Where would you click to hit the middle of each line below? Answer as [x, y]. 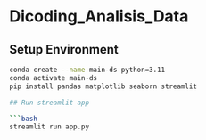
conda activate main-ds [54, 78]
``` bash [24, 119]
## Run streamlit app [49, 103]
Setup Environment [64, 49]
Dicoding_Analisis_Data [99, 16]
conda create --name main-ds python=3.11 [87, 70]
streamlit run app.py [49, 127]
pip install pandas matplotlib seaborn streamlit [103, 86]
